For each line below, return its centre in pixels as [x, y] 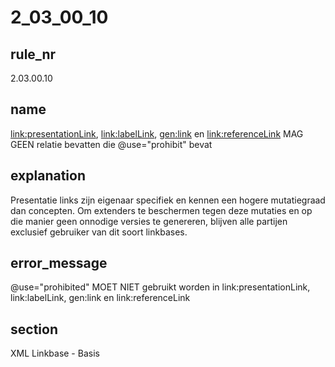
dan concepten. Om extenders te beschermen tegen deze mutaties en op [161, 210]
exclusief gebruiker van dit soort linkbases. [99, 232]
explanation [48, 176]
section [34, 329]
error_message [59, 263]
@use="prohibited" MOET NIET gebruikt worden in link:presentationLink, [160, 287]
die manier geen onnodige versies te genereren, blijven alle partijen [149, 221]
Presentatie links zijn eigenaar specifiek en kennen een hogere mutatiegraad [168, 200]
